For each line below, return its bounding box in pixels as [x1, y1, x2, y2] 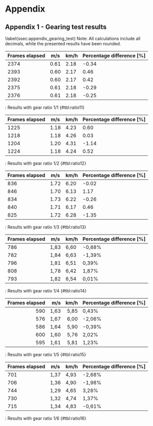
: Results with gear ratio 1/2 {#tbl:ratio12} [5, 160, 86, 166]
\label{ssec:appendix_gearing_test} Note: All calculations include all [5, 35, 141, 41]
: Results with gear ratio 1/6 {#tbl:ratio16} [5, 415, 86, 421]
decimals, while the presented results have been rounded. [5, 41, 121, 47]
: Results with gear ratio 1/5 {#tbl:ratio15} [5, 352, 86, 358]
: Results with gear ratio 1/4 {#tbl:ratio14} [5, 288, 86, 293]
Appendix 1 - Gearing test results [5, 23, 107, 31]
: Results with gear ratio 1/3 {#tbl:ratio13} [5, 224, 86, 230]
